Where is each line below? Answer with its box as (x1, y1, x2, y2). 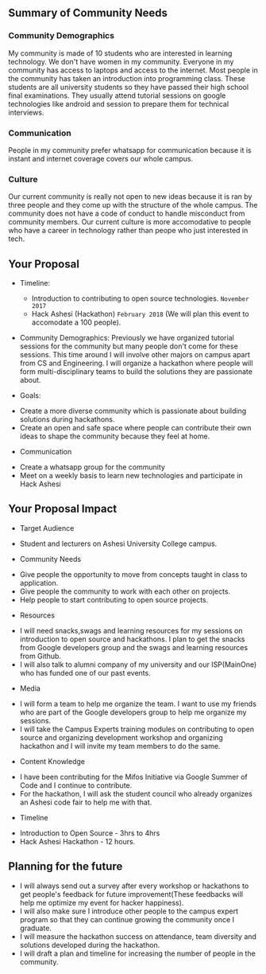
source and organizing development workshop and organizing (19, 732, 224, 742)
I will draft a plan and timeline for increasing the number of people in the (19, 949, 256, 958)
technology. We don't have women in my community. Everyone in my (8, 56, 234, 66)
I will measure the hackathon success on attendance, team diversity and (19, 931, 256, 941)
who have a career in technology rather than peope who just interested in (8, 226, 249, 236)
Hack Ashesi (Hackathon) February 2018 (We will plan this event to (31, 310, 249, 319)
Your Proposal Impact (8, 502, 118, 516)
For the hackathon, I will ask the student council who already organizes (19, 789, 253, 798)
